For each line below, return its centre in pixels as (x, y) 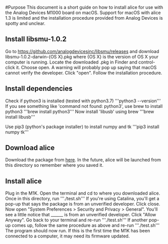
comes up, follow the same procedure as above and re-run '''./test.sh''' (86, 225)
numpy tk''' (17, 132)
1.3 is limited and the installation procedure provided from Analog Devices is (84, 18)
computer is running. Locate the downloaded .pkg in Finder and (71, 62)
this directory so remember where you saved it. (54, 165)
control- (147, 62)
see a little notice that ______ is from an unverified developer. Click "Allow (81, 215)
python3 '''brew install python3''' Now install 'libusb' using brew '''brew (80, 111)
